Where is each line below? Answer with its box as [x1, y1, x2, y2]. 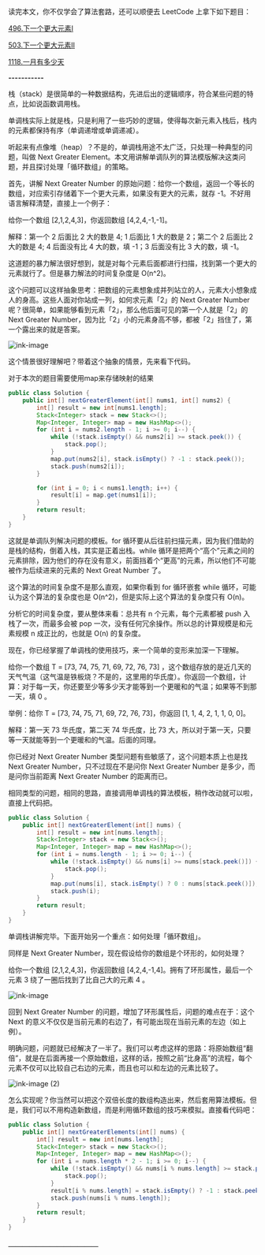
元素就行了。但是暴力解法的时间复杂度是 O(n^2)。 [8, 269, 171, 277]
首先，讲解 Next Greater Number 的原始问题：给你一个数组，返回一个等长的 [8, 179, 255, 188]
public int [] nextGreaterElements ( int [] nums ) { [22, 1128, 185, 1136]
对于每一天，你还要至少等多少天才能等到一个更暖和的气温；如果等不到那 [21, 681, 257, 691]
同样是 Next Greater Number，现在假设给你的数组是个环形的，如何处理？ [8, 948, 246, 958]
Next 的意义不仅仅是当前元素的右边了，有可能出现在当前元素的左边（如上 [8, 1016, 247, 1026]
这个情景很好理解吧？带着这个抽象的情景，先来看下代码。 [8, 357, 195, 366]
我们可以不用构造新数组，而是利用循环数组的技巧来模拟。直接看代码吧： [21, 1104, 257, 1114]
